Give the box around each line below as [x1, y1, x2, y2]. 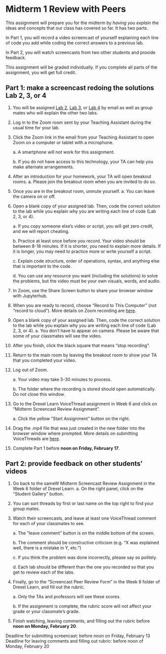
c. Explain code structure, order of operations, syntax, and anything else [12, 258, 160, 264]
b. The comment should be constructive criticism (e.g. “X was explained [12, 539, 159, 545]
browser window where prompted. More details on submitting [12, 430, 138, 436]
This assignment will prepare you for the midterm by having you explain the [5, 20, 159, 26]
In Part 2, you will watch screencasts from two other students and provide [5, 49, 156, 55]
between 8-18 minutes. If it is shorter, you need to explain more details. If [12, 243, 161, 249]
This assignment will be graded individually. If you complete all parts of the [5, 64, 158, 70]
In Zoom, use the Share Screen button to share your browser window [12, 287, 153, 293]
